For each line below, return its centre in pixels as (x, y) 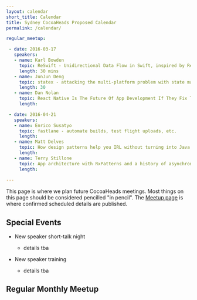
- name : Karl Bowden (39, 60)
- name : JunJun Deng (39, 76)
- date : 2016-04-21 (33, 114)
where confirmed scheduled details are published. (67, 204)
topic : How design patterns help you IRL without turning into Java (105, 148)
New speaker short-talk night (50, 236)
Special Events (34, 222)
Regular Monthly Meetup (52, 289)
